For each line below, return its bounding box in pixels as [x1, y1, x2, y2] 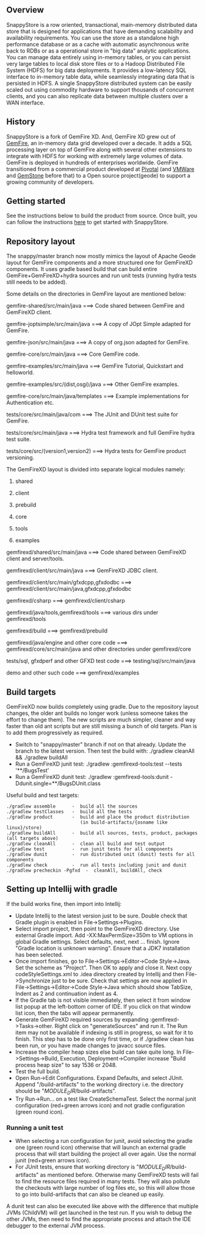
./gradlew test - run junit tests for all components [6, 846, 173, 852]
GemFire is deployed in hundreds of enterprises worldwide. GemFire [6, 159, 179, 166]
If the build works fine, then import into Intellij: [6, 900, 122, 907]
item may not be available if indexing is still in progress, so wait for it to [15, 1029, 193, 1036]
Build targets [6, 687, 56, 697]
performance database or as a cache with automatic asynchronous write [6, 40, 189, 48]
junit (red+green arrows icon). [15, 1156, 91, 1164]
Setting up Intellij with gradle [6, 884, 118, 894]
